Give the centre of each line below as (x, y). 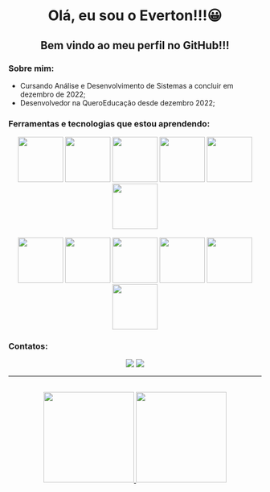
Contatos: (28, 346)
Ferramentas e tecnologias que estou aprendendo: (109, 123)
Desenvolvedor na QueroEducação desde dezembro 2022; (117, 102)
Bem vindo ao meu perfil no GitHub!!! (135, 45)
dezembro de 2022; (53, 94)
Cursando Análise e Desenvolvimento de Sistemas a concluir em (127, 85)
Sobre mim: (31, 68)
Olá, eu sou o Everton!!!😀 (135, 16)
